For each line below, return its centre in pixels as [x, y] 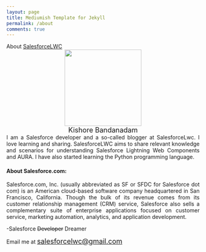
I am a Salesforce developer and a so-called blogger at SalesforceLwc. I [103, 138]
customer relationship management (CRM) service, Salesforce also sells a [103, 204]
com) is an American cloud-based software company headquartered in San [103, 191]
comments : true [26, 29]
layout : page [23, 12]
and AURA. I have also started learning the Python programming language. [101, 157]
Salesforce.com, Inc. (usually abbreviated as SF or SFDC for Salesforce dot [103, 185]
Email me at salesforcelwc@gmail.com [64, 241]
